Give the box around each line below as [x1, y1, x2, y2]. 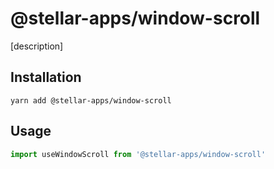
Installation [10, 69, 82, 86]
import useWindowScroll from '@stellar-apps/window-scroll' [10, 149, 267, 159]
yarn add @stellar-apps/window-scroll [10, 95, 172, 106]
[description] [10, 40, 64, 52]
